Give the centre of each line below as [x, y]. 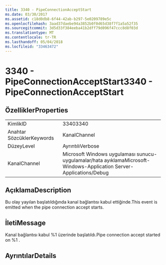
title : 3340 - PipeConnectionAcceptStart [48, 10]
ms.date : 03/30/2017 [26, 14]
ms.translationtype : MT [30, 33]
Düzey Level [21, 146]
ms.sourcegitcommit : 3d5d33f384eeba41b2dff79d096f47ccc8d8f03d [72, 28]
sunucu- [147, 154]
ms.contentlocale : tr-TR [31, 38]
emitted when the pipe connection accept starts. [55, 207]
